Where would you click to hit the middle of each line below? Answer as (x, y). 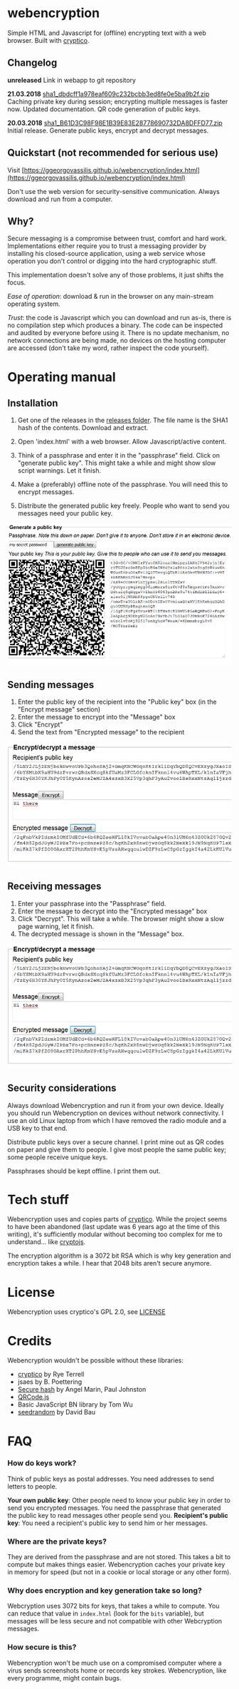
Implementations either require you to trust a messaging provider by (107, 246)
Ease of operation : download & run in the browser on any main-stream (111, 297)
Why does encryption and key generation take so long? (105, 1591)
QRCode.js (33, 1397)
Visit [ (16, 170)
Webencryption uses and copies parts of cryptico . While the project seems (117, 1219)
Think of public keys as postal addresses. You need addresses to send (111, 1479)
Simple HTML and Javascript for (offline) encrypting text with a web (107, 33)
